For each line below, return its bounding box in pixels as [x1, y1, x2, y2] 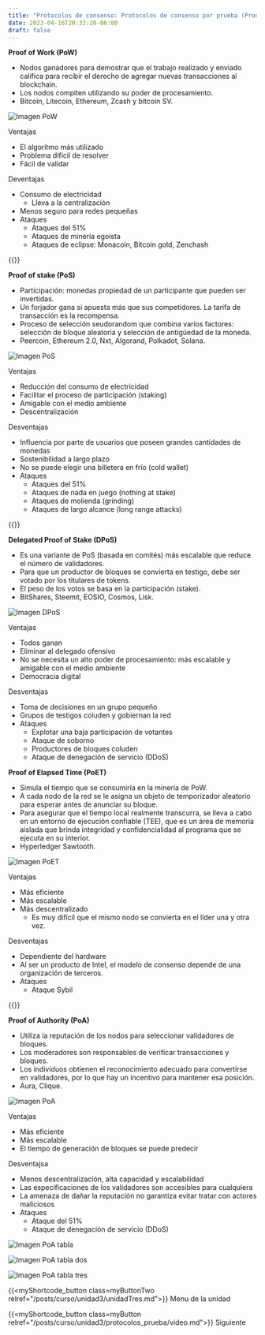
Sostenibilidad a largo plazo [19, 454, 110, 464]
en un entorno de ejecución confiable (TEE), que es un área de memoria [19, 817, 255, 826]
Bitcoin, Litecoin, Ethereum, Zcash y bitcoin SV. [19, 96, 174, 106]
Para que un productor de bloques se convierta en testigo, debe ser [19, 567, 241, 576]
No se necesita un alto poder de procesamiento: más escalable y [19, 655, 231, 665]
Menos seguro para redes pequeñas [19, 207, 138, 216]
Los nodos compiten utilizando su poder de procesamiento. [19, 88, 214, 98]
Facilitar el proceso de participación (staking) [19, 390, 167, 400]
